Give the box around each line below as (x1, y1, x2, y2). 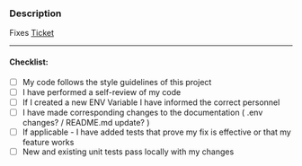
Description (9, 7, 62, 20)
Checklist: (9, 57, 49, 67)
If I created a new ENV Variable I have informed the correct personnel (22, 97, 280, 108)
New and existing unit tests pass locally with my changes (22, 146, 235, 157)
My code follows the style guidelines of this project (22, 76, 212, 87)
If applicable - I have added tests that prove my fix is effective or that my (22, 127, 292, 137)
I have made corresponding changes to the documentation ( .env (22, 107, 263, 118)
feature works (22, 136, 75, 147)
